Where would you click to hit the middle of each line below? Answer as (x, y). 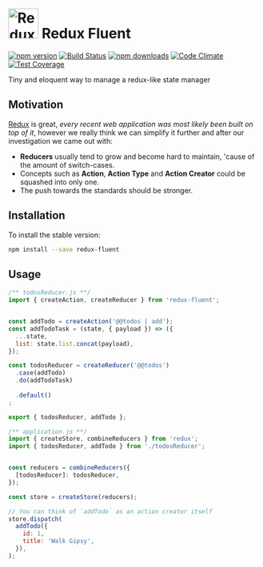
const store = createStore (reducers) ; (73, 497)
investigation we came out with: (61, 141)
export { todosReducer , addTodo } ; (68, 417)
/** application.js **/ (48, 431)
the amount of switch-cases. (67, 165)
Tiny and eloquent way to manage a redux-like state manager (109, 79)
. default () (34, 395)
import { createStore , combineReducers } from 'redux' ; (103, 439)
